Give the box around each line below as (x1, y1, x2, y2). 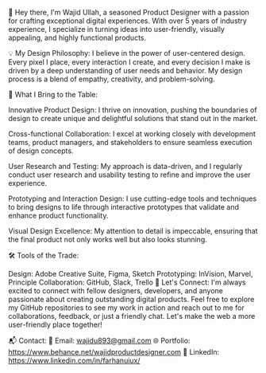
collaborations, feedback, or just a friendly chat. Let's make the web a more (8, 312, 256, 320)
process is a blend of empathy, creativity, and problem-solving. (8, 74, 216, 84)
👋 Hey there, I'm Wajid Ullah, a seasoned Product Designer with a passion (8, 8, 250, 17)
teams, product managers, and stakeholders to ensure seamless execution (8, 138, 253, 147)
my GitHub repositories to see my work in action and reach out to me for (8, 303, 245, 312)
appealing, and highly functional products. (8, 33, 147, 42)
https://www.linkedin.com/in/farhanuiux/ (8, 355, 141, 365)
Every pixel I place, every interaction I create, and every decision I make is (8, 57, 251, 67)
